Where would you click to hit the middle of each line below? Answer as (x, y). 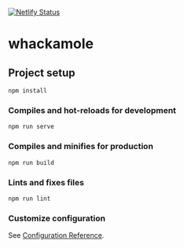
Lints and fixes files (46, 182)
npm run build (31, 162)
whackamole (51, 44)
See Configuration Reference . (56, 235)
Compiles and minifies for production (81, 147)
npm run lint (29, 199)
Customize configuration (57, 218)
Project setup (42, 73)
